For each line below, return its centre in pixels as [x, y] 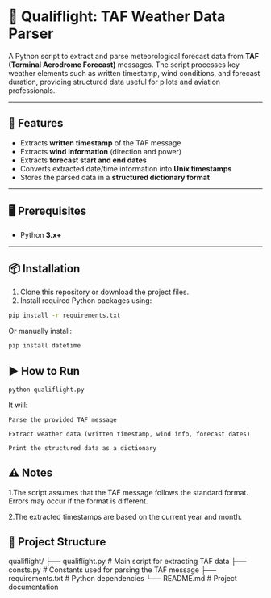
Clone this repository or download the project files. [104, 292]
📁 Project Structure [57, 542]
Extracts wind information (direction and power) [101, 151]
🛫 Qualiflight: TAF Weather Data [117, 17]
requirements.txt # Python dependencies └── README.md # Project [123, 579]
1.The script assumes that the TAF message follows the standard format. [128, 492]
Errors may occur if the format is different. [78, 501]
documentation [33, 587]
